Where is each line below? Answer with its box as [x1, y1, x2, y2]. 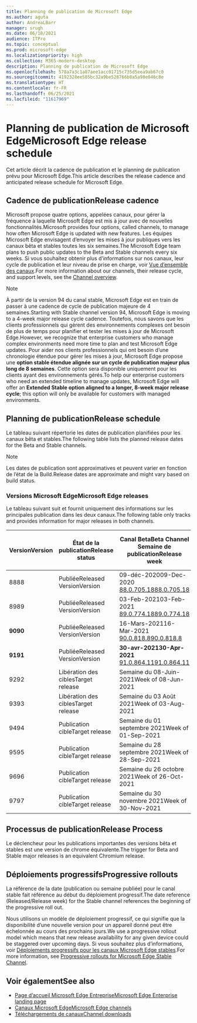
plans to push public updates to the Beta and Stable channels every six [6, 248, 178, 256]
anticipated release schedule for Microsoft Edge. [6, 178, 124, 185]
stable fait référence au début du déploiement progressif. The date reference [6, 891, 191, 898]
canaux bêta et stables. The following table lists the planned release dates [6, 436, 184, 443]
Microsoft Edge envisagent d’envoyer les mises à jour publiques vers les [6, 236, 181, 243]
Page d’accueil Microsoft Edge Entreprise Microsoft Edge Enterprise [14, 991, 178, 998]
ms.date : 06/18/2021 [6, 31, 57, 36]
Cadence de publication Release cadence [6, 195, 159, 205]
